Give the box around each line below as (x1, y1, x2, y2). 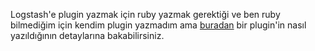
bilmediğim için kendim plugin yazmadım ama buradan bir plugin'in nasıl (10, 19, 307, 31)
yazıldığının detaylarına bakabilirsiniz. (10, 30, 165, 41)
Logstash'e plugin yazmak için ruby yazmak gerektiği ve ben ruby (10, 9, 281, 20)
